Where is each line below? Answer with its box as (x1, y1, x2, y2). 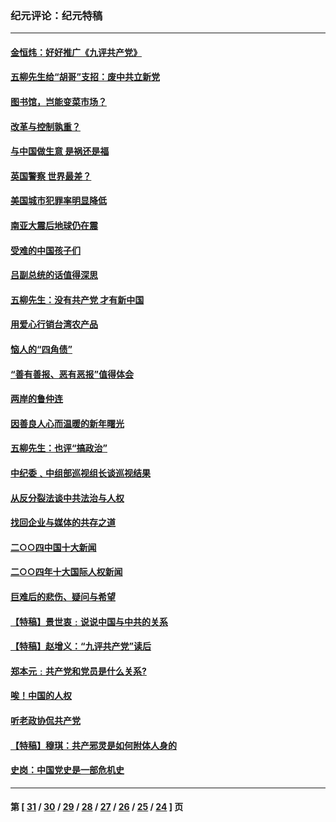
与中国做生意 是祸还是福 (10, 145, 110, 157)
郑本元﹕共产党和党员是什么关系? (10, 665, 147, 677)
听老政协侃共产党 (10, 714, 81, 726)
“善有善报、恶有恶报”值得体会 (10, 368, 135, 380)
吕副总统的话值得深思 (10, 269, 98, 281)
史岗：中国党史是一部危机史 (10, 764, 125, 776)
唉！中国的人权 (10, 690, 72, 702)
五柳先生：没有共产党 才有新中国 (10, 293, 145, 306)
